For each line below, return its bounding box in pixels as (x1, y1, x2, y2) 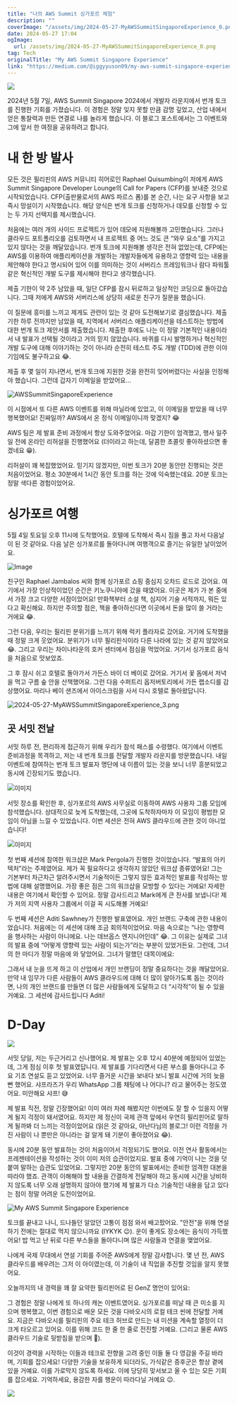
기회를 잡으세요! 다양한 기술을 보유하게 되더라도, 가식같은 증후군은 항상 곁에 (16, 1357, 224, 1366)
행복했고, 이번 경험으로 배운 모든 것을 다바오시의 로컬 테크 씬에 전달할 (20, 1307, 210, 1316)
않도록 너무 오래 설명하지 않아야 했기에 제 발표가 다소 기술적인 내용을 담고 (14, 1181, 217, 1190)
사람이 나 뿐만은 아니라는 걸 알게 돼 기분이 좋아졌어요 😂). (14, 1130, 173, 1139)
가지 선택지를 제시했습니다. (22, 210, 97, 219)
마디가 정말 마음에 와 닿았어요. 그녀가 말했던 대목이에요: (22, 950, 175, 958)
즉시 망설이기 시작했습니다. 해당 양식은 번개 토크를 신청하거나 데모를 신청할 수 (7, 201, 220, 210)
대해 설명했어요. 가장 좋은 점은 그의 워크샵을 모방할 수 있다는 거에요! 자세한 (20, 882, 226, 890)
